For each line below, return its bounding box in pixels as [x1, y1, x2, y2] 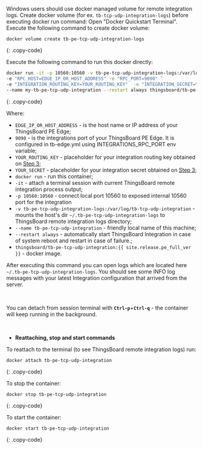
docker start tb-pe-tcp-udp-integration [6, 425, 110, 431]
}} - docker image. [14, 250, 62, 257]
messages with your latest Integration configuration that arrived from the [6, 274, 187, 282]
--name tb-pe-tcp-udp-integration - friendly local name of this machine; [14, 224, 196, 231]
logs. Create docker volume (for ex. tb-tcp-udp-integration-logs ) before [6, 11, 188, 19]
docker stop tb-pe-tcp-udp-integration [6, 391, 107, 398]
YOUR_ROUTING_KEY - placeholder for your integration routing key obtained [14, 153, 196, 161]
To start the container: [6, 413, 62, 421]
